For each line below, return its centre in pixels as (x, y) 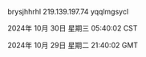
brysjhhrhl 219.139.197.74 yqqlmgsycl (68, 12)
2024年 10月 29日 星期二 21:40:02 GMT (73, 45)
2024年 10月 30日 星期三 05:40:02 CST (73, 28)
